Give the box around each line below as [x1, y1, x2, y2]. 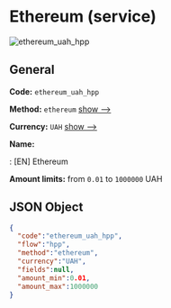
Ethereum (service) [9, 6, 157, 27]
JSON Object [9, 200, 84, 215]
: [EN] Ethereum [9, 156, 69, 167]
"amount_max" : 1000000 [17, 282, 99, 291]
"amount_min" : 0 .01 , [17, 273, 91, 283]
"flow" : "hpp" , [17, 240, 70, 249]
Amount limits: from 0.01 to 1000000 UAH [9, 173, 163, 184]
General [9, 62, 56, 77]
